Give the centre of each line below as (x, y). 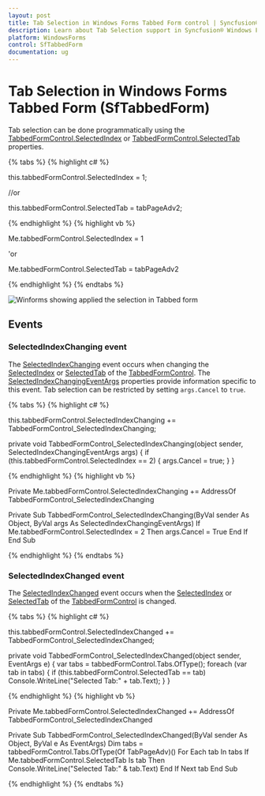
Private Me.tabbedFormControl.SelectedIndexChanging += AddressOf (122, 491)
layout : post (30, 15)
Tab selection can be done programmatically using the (97, 130)
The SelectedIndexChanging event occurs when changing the (108, 364)
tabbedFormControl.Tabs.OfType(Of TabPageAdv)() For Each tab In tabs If (129, 752)
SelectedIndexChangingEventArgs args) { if (79, 452)
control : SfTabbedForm (45, 45)
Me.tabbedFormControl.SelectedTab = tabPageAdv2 (93, 268)
